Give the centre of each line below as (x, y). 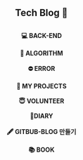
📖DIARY (41, 116)
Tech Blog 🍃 (41, 13)
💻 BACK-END (41, 35)
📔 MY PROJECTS (41, 86)
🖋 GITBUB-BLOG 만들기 (41, 131)
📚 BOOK (41, 149)
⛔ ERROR (41, 68)
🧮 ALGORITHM (41, 53)
